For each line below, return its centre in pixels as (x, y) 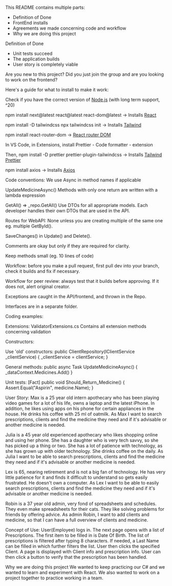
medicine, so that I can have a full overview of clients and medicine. (77, 520)
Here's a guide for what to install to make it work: (57, 90)
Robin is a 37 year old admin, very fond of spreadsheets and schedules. (81, 504)
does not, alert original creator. (38, 287)
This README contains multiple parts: (45, 7)
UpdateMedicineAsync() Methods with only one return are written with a (81, 190)
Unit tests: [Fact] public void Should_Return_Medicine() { (65, 382)
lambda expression (25, 195)
